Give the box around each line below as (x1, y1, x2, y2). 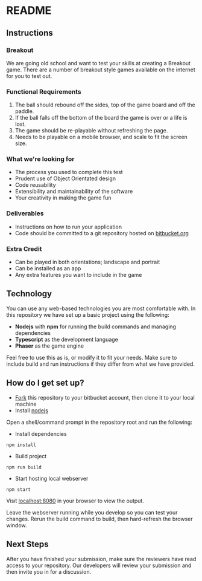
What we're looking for (6, 155, 75, 163)
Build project (14, 452, 47, 459)
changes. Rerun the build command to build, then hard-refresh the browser (6, 515, 193, 522)
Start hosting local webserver (14, 475, 89, 482)
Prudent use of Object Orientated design (14, 175, 116, 182)
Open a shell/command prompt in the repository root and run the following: (6, 418, 193, 426)
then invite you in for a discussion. (6, 568, 92, 575)
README (6, 4, 52, 18)
